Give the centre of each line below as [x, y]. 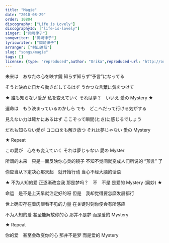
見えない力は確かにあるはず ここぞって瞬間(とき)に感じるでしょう [73, 119]
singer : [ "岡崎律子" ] [26, 33]
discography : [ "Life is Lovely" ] [40, 24]
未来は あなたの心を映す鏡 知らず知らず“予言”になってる [65, 77]
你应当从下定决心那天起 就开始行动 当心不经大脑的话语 [63, 172]
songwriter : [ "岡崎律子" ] [31, 38]
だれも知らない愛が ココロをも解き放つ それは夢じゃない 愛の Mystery [78, 130]
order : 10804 [19, 19]
